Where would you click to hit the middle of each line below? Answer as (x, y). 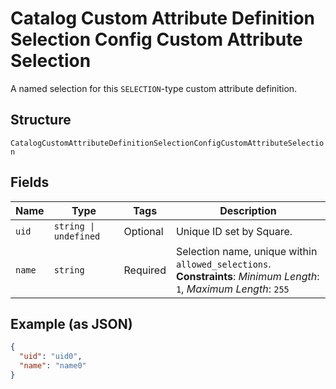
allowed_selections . (223, 264)
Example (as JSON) (71, 323)
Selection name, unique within (246, 251)
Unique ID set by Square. (234, 231)
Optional (143, 231)
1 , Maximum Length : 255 (232, 289)
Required (145, 270)
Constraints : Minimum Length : (247, 276)
